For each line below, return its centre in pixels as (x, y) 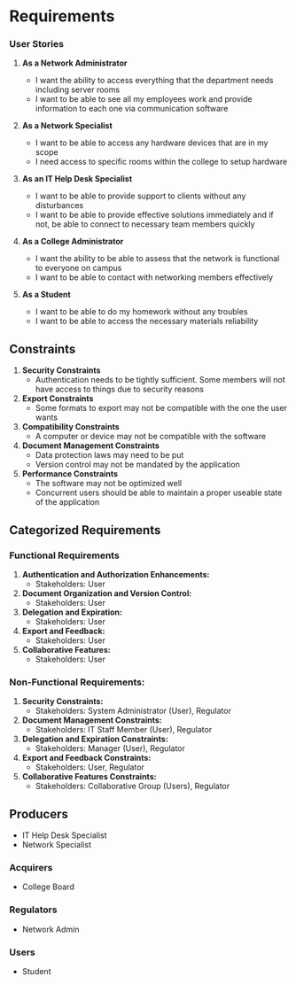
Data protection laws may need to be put (109, 455)
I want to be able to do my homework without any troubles (141, 312)
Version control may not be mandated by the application (138, 465)
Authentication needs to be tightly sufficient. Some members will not (160, 380)
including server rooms (78, 89)
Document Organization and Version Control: (107, 593)
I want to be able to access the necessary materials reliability (147, 322)
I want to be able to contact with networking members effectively (154, 277)
